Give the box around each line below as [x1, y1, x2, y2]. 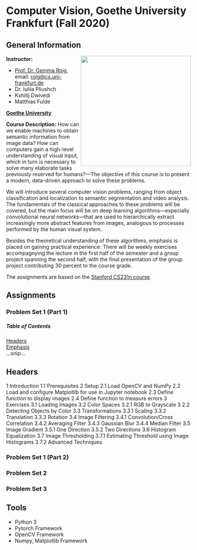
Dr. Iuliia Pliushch [14, 86, 57, 92]
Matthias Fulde [14, 98, 51, 105]
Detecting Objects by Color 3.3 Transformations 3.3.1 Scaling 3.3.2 [6, 407, 167, 414]
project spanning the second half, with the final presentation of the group [6, 256, 183, 262]
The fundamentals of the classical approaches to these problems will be [6, 201, 181, 208]
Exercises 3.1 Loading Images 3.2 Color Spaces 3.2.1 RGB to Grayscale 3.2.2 [6, 401, 190, 409]
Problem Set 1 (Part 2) [6, 453, 69, 461]
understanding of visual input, [6, 152, 79, 159]
